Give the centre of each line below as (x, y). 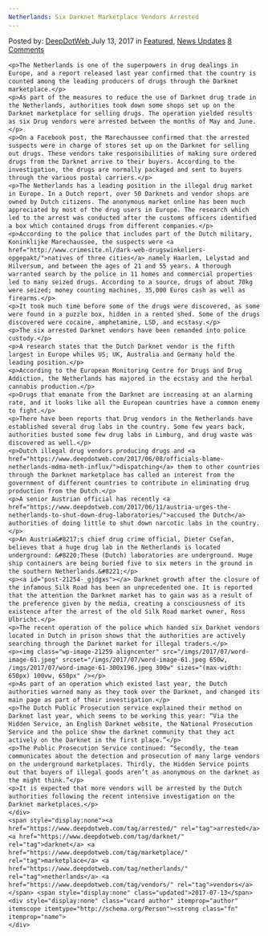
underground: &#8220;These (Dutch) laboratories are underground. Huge (130, 555)
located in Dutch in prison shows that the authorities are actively (127, 636)
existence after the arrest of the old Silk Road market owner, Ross (127, 611)
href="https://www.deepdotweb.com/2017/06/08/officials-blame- (116, 459)
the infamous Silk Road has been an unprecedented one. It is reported (130, 587)
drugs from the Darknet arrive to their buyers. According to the (122, 161)
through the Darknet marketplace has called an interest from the (122, 475)
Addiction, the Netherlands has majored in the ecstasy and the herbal (130, 378)
